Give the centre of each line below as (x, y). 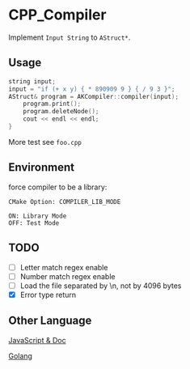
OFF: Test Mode (34, 223)
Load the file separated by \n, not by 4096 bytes (101, 286)
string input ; (32, 81)
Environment (42, 168)
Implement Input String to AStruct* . (70, 37)
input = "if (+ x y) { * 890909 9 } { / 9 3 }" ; (92, 89)
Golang (20, 356)
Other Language (50, 321)
